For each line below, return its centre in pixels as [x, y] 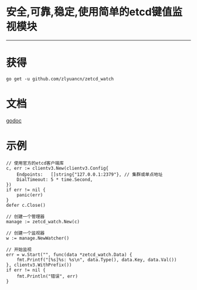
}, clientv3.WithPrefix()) [39, 265]
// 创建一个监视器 [26, 233]
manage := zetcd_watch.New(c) [43, 221]
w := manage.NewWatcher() [38, 238]
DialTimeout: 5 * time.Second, [55, 179]
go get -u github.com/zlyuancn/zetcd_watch [60, 79]
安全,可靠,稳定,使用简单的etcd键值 [89, 12]
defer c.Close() [26, 205]
